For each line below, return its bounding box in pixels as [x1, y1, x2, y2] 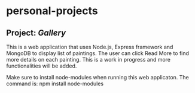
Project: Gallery [6, 28, 66, 38]
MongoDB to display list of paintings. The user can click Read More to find [6, 50, 190, 57]
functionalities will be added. [6, 62, 77, 69]
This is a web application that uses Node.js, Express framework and [6, 43, 173, 50]
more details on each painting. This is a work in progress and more [6, 56, 171, 63]
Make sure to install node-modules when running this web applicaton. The [6, 74, 190, 81]
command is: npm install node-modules [6, 80, 103, 87]
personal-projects [6, 4, 98, 18]
